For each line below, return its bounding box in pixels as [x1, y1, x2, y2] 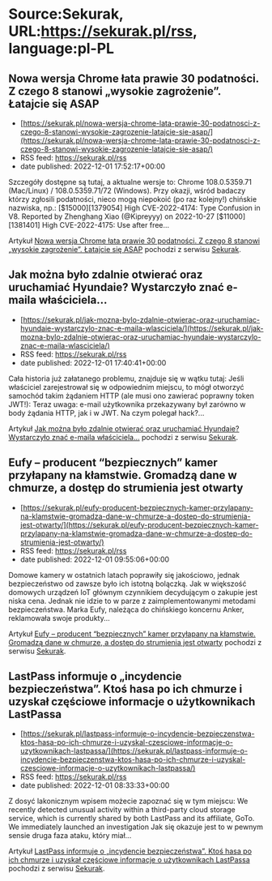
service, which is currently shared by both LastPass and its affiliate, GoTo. [8, 814, 255, 823]
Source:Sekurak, [8, 5, 124, 24]
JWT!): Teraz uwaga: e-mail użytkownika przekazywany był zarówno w [8, 399, 246, 409]
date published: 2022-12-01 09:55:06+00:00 [19, 554, 170, 564]
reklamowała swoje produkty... [8, 613, 111, 622]
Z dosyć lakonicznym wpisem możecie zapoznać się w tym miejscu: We [8, 796, 249, 806]
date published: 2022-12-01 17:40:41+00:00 [19, 357, 167, 367]
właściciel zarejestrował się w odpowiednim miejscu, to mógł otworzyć [8, 382, 244, 391]
